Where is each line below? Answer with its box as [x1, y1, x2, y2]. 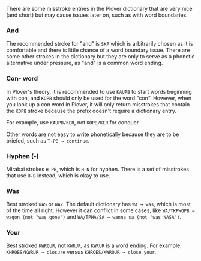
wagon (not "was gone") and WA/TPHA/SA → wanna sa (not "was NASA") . [6, 213, 182, 221]
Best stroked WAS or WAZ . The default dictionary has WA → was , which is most [6, 201, 191, 208]
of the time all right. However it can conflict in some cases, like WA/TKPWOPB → [6, 207, 195, 214]
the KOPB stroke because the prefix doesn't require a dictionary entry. [6, 107, 177, 114]
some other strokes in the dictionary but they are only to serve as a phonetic [6, 53, 195, 60]
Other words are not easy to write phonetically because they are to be [6, 130, 179, 138]
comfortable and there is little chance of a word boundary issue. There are [6, 46, 190, 54]
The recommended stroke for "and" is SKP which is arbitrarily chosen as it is [6, 40, 193, 48]
